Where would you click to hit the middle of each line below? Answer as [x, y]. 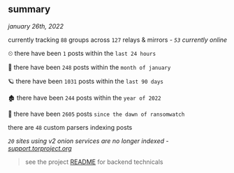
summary [29, 9]
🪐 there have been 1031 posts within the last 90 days [86, 81]
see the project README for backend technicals [94, 162]
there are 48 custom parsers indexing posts [70, 127]
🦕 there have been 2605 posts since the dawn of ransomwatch [96, 114]
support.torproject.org [40, 148]
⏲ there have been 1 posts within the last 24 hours [82, 53]
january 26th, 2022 [36, 26]
